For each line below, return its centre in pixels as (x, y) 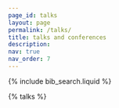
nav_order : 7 (29, 59)
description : (29, 45)
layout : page (29, 23)
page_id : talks (33, 15)
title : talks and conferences (58, 37)
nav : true (24, 52)
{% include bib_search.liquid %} (60, 81)
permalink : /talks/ (40, 30)
